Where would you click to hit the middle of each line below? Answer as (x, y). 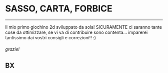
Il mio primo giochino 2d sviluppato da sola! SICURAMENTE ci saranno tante (84, 27)
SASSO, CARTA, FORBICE (59, 9)
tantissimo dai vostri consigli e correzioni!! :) (51, 37)
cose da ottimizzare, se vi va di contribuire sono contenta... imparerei (76, 32)
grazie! (12, 49)
